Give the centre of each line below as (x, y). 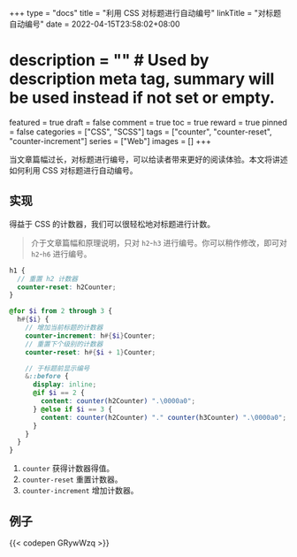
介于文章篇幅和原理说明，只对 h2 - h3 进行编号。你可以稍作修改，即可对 (159, 242)
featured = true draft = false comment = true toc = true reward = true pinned (148, 122)
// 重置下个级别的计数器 (64, 344)
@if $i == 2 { (59, 393)
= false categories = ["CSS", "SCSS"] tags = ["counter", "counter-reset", (141, 132)
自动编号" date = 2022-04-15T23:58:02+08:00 (95, 24)
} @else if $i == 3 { (72, 409)
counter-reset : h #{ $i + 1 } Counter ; (91, 352)
